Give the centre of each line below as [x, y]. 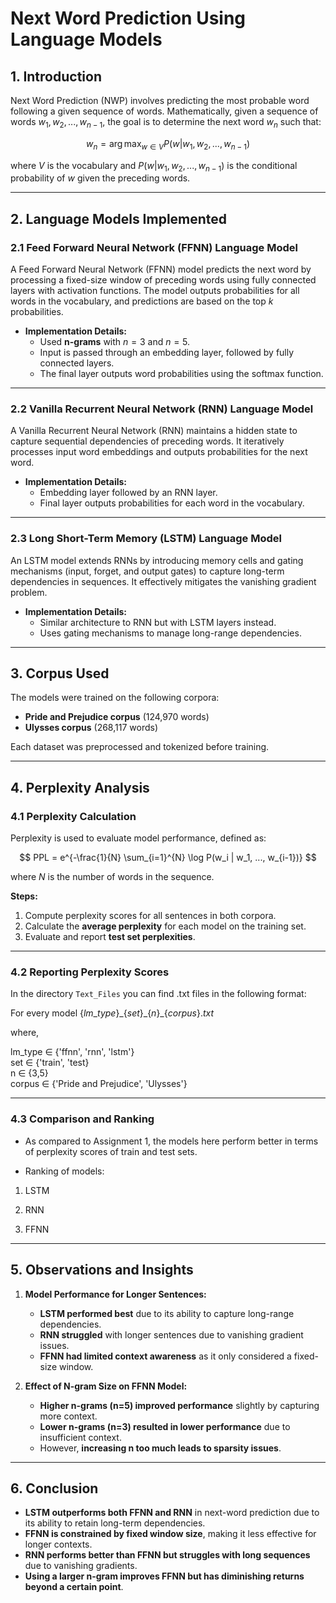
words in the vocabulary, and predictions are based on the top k [142, 301]
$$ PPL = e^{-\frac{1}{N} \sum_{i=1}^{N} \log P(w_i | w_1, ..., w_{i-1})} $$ [168, 858]
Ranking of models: [64, 1171]
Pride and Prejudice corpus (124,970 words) [117, 717]
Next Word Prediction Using [128, 18]
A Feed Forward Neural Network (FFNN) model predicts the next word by [161, 269]
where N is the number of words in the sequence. [112, 877]
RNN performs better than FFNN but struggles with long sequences [167, 1555]
